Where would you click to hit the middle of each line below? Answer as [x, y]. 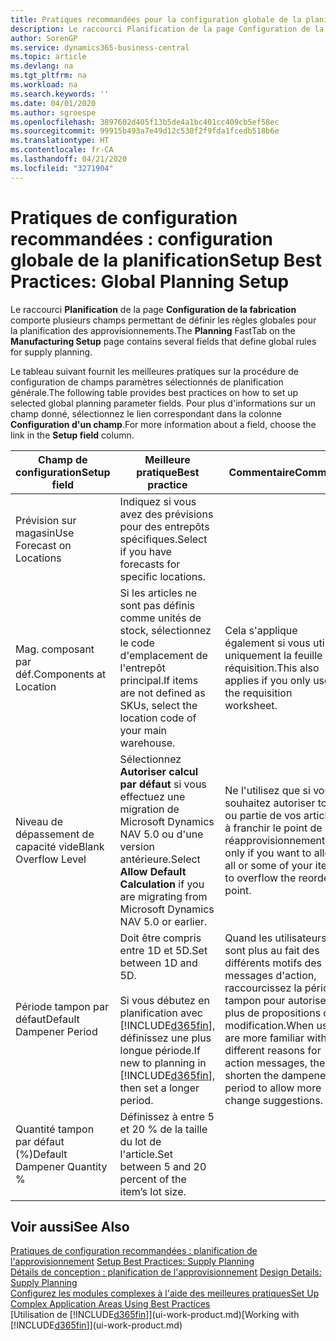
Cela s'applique [261, 630]
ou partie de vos [263, 815]
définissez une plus [165, 1038]
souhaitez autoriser [270, 803]
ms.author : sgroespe [53, 112]
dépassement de [55, 834]
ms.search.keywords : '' [60, 94]
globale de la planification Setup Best [166, 260]
